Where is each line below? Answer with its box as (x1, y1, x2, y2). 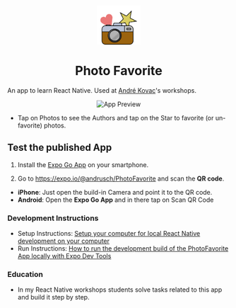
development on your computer (17, 236, 110, 245)
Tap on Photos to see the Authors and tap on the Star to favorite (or (17, 113, 214, 122)
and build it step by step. (17, 293, 90, 302)
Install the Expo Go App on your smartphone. (17, 160, 149, 169)
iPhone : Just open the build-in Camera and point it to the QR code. (17, 188, 213, 196)
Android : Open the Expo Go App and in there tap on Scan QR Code (17, 195, 214, 204)
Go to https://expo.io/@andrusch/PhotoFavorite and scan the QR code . (17, 174, 225, 183)
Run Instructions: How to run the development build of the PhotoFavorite (17, 244, 229, 253)
